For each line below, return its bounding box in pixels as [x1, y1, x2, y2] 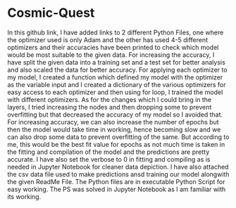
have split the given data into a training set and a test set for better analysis [7, 58, 225, 66]
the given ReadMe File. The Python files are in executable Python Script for [7, 177, 225, 186]
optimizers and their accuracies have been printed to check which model [7, 43, 219, 51]
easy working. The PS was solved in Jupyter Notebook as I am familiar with [7, 185, 226, 193]
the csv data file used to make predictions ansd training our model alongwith [7, 170, 230, 178]
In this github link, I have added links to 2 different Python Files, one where [7, 28, 224, 37]
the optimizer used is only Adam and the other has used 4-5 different [7, 35, 209, 44]
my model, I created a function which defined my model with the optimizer [7, 72, 223, 82]
